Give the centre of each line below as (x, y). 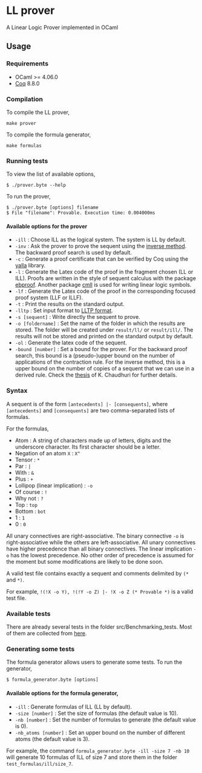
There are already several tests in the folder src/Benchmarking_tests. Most (99, 627)
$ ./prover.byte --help (36, 186)
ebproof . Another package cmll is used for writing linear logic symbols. (103, 285)
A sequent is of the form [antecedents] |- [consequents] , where (87, 404)
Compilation (25, 99)
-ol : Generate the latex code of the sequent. (71, 343)
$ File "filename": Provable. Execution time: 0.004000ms (81, 213)
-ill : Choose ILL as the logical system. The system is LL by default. (100, 239)
